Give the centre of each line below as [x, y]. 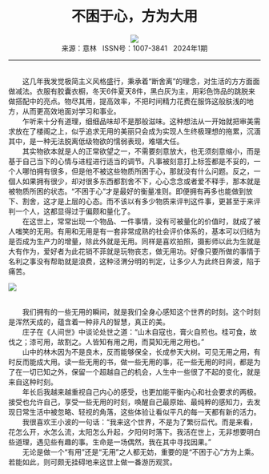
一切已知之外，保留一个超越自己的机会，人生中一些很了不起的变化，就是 [141, 372]
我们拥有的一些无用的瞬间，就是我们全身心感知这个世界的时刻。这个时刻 [141, 311]
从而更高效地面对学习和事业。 [71, 111]
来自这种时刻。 [33, 382]
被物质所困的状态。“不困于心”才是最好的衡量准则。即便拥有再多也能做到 [127, 191]
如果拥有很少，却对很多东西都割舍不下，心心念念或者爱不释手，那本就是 [141, 181]
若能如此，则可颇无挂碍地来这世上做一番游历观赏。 [92, 462]
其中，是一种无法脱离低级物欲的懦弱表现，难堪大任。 [96, 141]
